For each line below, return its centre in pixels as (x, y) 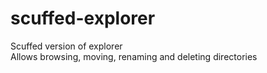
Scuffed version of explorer (66, 46)
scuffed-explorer (83, 18)
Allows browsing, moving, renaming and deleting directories (134, 56)
